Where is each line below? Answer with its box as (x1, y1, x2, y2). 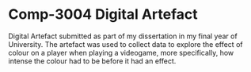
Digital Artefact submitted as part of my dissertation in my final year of (8, 31, 238, 41)
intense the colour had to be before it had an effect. (8, 56, 177, 66)
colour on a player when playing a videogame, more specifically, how (8, 48, 234, 57)
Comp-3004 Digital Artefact (8, 5, 198, 23)
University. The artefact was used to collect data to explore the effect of (8, 39, 243, 49)
